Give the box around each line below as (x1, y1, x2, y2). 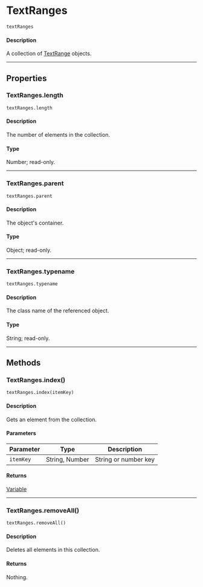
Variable (6, 485, 27, 493)
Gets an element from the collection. (6, 416, 97, 423)
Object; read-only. (6, 246, 52, 254)
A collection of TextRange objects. (6, 50, 92, 57)
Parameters (6, 430, 36, 437)
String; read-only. (6, 334, 50, 342)
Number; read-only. (6, 159, 56, 166)
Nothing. (6, 573, 28, 581)
